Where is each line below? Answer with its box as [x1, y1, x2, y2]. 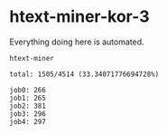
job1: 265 [9, 93, 47, 102]
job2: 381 [9, 101, 47, 111]
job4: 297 [9, 117, 47, 126]
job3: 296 [9, 109, 47, 119]
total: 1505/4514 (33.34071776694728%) [9, 70, 160, 79]
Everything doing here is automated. [9, 36, 144, 47]
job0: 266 [9, 85, 47, 94]
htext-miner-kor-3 [9, 6, 150, 27]
